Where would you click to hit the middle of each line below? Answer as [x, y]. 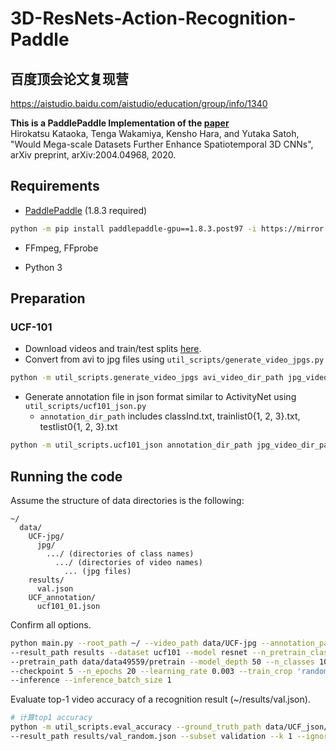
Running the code [66, 476]
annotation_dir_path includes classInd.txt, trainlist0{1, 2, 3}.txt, [170, 416]
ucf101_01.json [68, 606]
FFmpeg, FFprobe [61, 248]
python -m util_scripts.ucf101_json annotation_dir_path [131, 445]
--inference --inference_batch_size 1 [91, 680]
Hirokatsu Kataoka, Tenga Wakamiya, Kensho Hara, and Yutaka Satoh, [155, 133]
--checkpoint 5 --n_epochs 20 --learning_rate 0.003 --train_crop [151, 671]
